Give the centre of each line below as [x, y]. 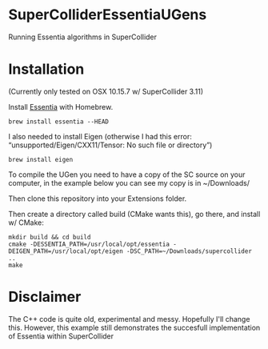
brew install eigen [41, 159]
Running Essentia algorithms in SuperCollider [83, 37]
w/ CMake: [26, 223]
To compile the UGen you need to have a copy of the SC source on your [127, 174]
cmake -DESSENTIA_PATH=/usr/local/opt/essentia [89, 244]
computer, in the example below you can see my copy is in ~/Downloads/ [129, 183]
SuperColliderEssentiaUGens [108, 15]
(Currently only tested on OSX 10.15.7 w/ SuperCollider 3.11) [106, 91]
